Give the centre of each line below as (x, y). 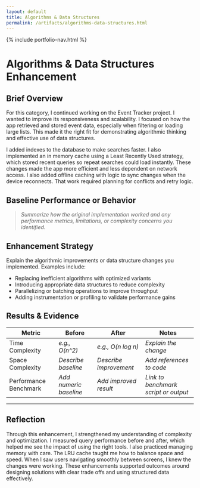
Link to (154, 377)
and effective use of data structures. (51, 138)
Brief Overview (35, 98)
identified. (33, 227)
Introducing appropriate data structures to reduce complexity (90, 285)
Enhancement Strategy (50, 246)
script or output (167, 392)
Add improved (117, 381)
